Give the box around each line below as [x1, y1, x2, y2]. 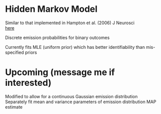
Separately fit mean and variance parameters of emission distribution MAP [5, 99, 157, 105]
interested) [5, 77, 52, 88]
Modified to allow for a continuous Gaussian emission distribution [5, 93, 138, 99]
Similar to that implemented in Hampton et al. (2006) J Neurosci [5, 20, 134, 26]
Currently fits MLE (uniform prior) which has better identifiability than [5, 44, 145, 50]
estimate [5, 104, 23, 110]
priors [25, 49, 37, 55]
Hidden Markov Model [5, 3, 97, 15]
